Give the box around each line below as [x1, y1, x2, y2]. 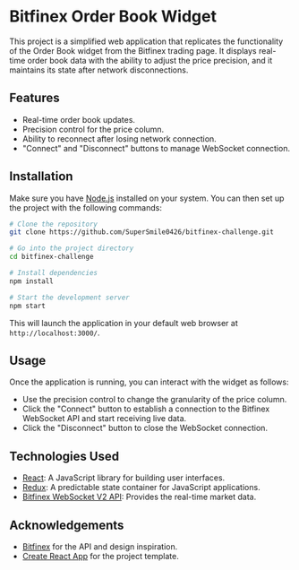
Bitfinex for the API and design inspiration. [21, 541, 178, 552]
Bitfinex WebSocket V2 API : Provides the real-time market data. [21, 491, 257, 503]
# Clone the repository [9, 220, 98, 229]
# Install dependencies [9, 269, 98, 278]
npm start [9, 301, 47, 310]
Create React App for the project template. [21, 551, 179, 561]
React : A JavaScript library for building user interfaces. [21, 472, 226, 483]
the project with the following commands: [9, 202, 163, 212]
